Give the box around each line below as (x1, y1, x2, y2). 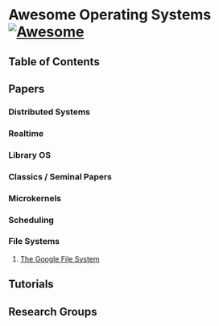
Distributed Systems (8, 106, 91, 118)
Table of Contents (8, 55, 101, 68)
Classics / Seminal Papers (8, 171, 113, 182)
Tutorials (8, 278, 54, 291)
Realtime (8, 127, 44, 138)
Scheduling (8, 214, 55, 225)
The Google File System (19, 254, 100, 263)
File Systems (8, 236, 60, 247)
